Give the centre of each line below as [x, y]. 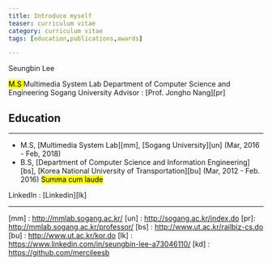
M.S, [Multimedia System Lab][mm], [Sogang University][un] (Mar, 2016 [140, 145]
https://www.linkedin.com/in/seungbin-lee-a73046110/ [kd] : [109, 244]
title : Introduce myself [50, 16]
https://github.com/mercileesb [59, 253]
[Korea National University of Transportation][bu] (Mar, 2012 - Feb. [149, 171]
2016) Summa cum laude [62, 179]
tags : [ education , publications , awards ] [76, 38]
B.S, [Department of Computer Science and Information [113, 162]
